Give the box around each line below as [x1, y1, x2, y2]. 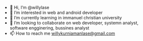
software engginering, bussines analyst [9, 25, 90, 31]
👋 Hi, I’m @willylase [9, 5, 49, 10]
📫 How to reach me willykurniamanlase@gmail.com [9, 30, 115, 36]
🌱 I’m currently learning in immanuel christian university [9, 15, 122, 20]
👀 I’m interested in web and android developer [9, 10, 103, 15]
